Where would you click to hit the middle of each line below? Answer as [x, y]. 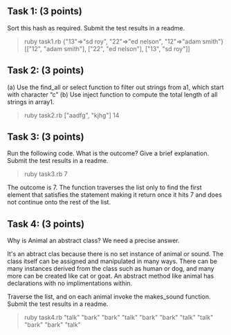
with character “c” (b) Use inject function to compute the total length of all [112, 94]
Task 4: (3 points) [46, 224]
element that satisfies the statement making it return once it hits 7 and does [115, 195]
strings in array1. [31, 102]
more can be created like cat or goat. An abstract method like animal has [111, 276]
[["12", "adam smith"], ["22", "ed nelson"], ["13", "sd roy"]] [107, 48]
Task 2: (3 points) [46, 71]
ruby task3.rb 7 [46, 174]
